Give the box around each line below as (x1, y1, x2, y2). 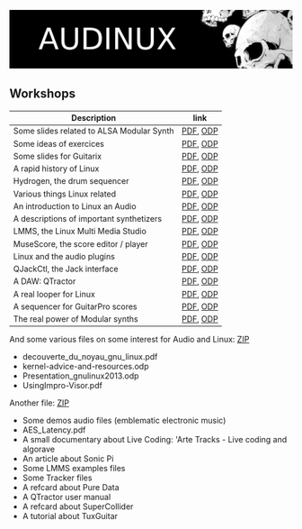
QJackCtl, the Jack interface (13, 263, 119, 275)
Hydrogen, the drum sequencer (13, 176, 129, 187)
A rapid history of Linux (13, 163, 100, 174)
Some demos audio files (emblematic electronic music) (22, 415, 226, 425)
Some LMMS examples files (22, 462, 126, 473)
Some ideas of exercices (13, 138, 105, 149)
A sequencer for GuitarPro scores (13, 301, 138, 312)
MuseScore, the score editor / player (13, 238, 148, 249)
